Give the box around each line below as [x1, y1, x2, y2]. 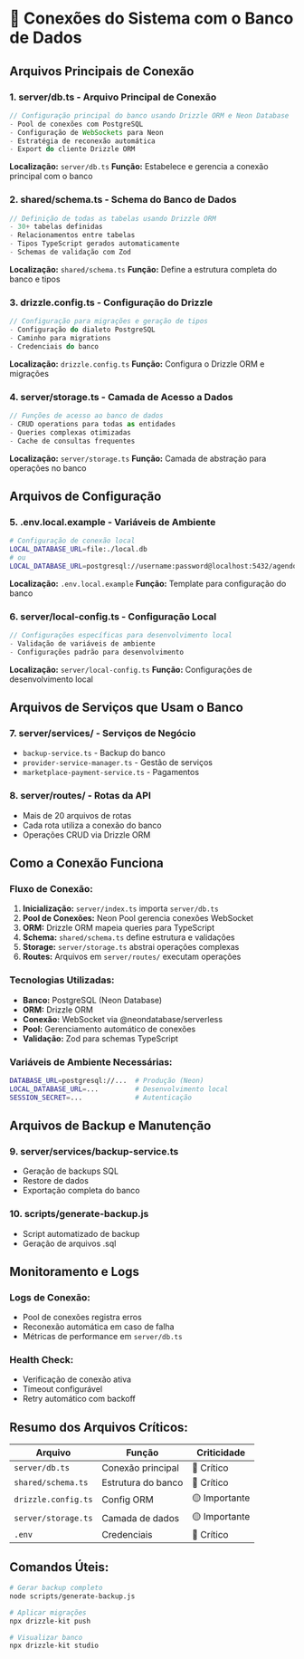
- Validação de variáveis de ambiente [9, 638, 156, 648]
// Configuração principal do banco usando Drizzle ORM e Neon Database [9, 110, 290, 120]
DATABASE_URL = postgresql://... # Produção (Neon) [9, 1076, 204, 1085]
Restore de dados [22, 1175, 89, 1186]
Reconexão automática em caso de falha [22, 1321, 175, 1332]
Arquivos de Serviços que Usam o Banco [9, 700, 244, 715]
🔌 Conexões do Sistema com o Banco [9, 8, 294, 29]
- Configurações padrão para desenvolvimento [9, 647, 184, 657]
